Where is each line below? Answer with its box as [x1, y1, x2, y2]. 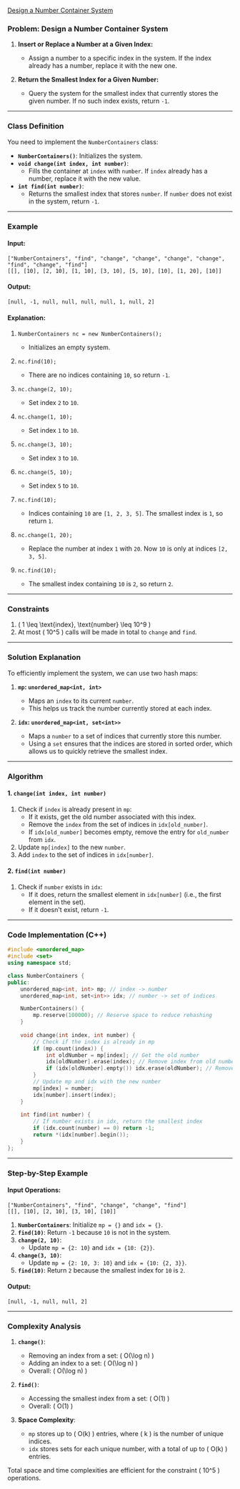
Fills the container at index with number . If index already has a [28, 166, 209, 175]
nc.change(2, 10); [17, 386, 73, 393]
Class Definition [7, 121, 64, 131]
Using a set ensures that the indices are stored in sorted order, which [28, 739, 233, 748]
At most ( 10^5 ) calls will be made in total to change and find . [17, 628, 198, 636]
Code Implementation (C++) [7, 930, 107, 940]
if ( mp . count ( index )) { [33, 1045, 104, 1052]
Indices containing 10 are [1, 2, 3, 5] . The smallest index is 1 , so [28, 509, 224, 518]
